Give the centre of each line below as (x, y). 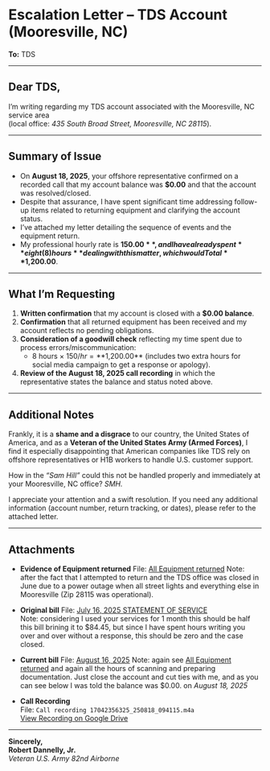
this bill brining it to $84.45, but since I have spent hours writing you (133, 627)
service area (29, 115)
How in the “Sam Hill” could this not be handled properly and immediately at (135, 476)
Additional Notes (51, 415)
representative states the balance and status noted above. (116, 382)
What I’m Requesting (62, 294)
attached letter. (33, 517)
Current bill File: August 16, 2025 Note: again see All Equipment (125, 660)
